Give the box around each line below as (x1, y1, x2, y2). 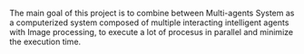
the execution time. (9, 36, 82, 47)
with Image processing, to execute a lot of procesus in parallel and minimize (9, 27, 293, 37)
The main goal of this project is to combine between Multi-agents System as (9, 8, 295, 18)
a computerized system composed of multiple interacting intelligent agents (9, 17, 289, 28)
